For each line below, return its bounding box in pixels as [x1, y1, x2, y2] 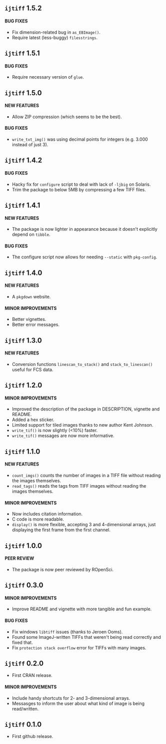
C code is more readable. [11, 516, 64, 522]
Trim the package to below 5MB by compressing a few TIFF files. [11, 186, 146, 192]
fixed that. [11, 639, 33, 645]
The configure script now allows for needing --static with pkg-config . [11, 254, 157, 260]
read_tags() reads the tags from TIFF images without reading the [11, 483, 146, 489]
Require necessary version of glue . [11, 74, 84, 80]
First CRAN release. [11, 672, 53, 678]
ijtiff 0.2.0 [4, 659, 43, 667]
